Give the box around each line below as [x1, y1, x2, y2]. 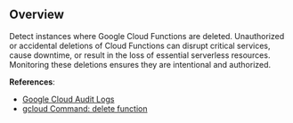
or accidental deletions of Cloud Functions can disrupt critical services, [9, 40, 271, 51]
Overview [9, 7, 65, 22]
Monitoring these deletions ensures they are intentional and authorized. [9, 59, 272, 70]
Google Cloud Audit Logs [21, 94, 115, 104]
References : [9, 76, 55, 87]
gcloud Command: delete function [21, 102, 148, 114]
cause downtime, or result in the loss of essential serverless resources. [9, 49, 271, 61]
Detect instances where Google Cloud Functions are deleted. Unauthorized [9, 30, 285, 41]
